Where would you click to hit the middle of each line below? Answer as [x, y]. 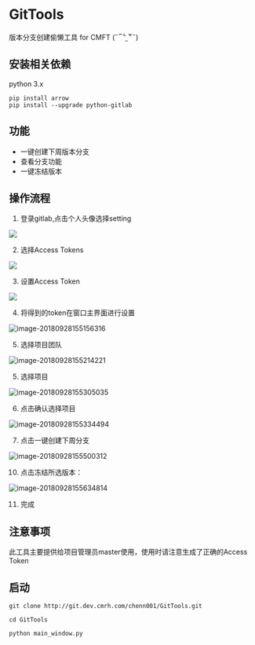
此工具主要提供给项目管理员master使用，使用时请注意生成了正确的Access [128, 552]
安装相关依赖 [40, 64]
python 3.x [26, 83]
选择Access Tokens [52, 250]
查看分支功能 [41, 161]
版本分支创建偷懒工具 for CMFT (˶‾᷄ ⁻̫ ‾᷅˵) [74, 37]
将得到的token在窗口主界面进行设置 [78, 313]
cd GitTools [28, 620]
